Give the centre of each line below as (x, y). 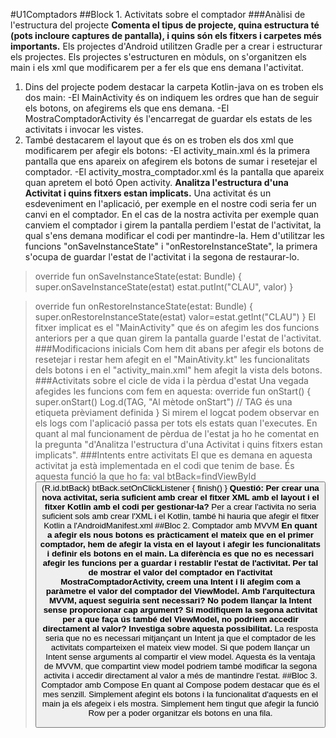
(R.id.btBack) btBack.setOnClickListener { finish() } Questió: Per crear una (180, 488)
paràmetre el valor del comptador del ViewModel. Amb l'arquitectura (180, 591)
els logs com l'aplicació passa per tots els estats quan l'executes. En (176, 423)
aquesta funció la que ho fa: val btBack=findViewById (145, 476)
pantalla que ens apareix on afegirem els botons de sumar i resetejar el (171, 161)
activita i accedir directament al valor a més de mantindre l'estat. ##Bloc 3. (180, 675)
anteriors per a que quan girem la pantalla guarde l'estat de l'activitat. (178, 338)
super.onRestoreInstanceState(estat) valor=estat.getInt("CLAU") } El (175, 317)
